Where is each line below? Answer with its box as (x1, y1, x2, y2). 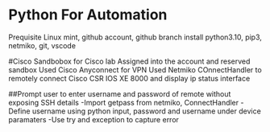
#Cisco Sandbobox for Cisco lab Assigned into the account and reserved (8, 56, 251, 66)
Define (8, 106, 31, 116)
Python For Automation (8, 6, 168, 24)
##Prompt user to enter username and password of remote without (8, 89, 231, 98)
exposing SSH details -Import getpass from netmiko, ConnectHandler (8, 97, 239, 107)
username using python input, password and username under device (31, 106, 262, 116)
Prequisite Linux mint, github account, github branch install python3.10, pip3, (8, 32, 262, 42)
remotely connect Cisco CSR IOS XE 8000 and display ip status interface (8, 73, 251, 83)
